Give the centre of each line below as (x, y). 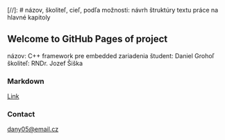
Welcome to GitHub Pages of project (87, 39)
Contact (21, 114)
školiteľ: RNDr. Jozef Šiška (45, 63)
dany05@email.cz (33, 129)
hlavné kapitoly (29, 17)
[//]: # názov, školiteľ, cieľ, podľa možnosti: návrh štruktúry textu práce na (113, 10)
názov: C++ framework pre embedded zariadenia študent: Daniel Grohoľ (111, 55)
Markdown (26, 81)
